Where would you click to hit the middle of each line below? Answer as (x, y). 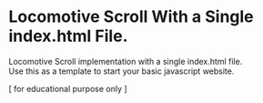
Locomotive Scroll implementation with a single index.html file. (126, 61)
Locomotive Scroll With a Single (131, 17)
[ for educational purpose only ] (68, 88)
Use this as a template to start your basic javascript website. (121, 71)
